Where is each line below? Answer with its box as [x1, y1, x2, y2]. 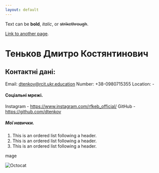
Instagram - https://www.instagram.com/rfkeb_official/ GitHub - [5, 103, 136, 109]
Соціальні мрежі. [5, 92, 43, 98]
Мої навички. [5, 120, 35, 126]
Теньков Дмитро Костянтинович [5, 48, 149, 59]
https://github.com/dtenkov [5, 108, 61, 114]
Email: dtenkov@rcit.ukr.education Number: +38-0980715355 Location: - [5, 81, 155, 87]
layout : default [5, 7, 39, 12]
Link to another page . [5, 30, 49, 36]
